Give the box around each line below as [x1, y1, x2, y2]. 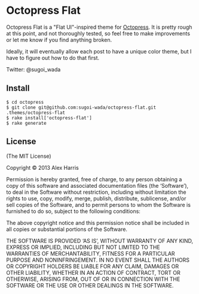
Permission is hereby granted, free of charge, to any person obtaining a [6, 175, 182, 183]
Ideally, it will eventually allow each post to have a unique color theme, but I [6, 47, 192, 55]
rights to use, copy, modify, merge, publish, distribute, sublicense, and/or [6, 194, 186, 202]
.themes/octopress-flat [6, 109, 66, 116]
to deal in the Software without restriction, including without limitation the [6, 188, 186, 196]
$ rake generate [6, 120, 47, 126]
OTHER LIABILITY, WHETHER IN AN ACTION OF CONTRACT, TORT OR [6, 269, 180, 276]
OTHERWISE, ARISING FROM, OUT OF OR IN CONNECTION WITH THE [6, 275, 180, 283]
